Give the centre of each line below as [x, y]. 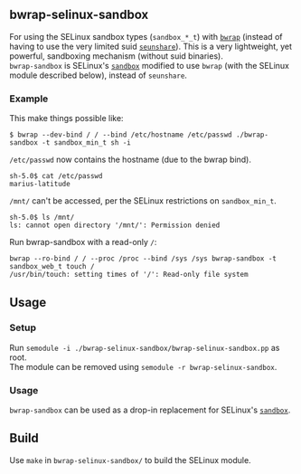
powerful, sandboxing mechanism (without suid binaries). [116, 56]
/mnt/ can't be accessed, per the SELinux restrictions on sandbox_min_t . [143, 201]
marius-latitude [40, 185]
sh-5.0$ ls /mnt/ [42, 218]
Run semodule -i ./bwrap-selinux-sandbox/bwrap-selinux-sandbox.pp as [145, 347]
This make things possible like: [66, 118]
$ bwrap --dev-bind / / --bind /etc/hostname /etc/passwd [121, 135]
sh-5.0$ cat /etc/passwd [56, 176]
